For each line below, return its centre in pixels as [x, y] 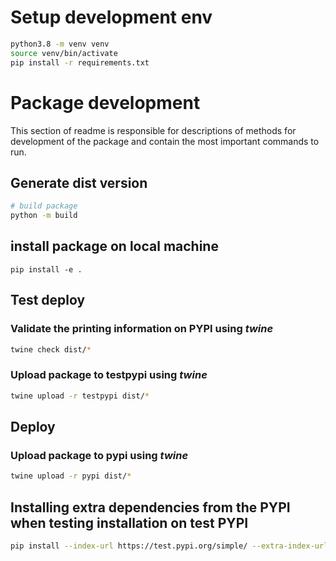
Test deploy [48, 300]
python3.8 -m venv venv [60, 44]
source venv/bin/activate [64, 53]
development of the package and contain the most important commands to [165, 141]
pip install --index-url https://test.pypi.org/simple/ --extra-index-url [169, 546]
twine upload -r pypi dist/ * [71, 476]
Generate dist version [79, 182]
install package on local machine [114, 246]
